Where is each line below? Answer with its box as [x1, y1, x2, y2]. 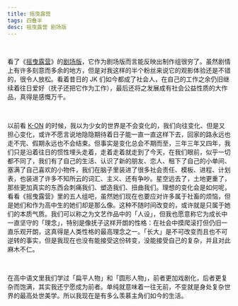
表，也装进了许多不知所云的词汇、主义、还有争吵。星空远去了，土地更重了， [7, 175, 231, 183]
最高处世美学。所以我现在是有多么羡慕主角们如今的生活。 [19, 291, 188, 300]
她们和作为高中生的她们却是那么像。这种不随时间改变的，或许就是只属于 [13, 201, 225, 209]
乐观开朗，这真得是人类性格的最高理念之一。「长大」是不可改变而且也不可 [13, 228, 228, 236]
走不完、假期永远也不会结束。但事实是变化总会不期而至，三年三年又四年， [7, 139, 225, 148]
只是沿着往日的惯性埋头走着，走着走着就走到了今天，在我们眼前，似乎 [13, 148, 218, 156]
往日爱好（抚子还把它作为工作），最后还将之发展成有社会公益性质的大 [19, 84, 222, 93]
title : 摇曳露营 [7, 10, 51, 18]
